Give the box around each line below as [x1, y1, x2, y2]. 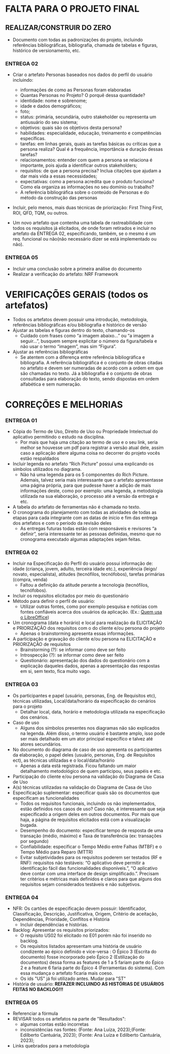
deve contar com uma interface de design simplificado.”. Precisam [20, 870, 159, 876]
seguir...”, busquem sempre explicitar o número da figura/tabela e [20, 338, 157, 344]
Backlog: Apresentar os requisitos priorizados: [12, 927, 110, 933]
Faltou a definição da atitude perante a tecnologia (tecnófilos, [20, 582, 149, 588]
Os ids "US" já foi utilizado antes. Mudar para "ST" [20, 975, 126, 981]
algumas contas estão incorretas [20, 1021, 89, 1028]
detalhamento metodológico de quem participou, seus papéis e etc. [20, 768, 162, 774]
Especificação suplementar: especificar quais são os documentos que [12, 790, 160, 796]
